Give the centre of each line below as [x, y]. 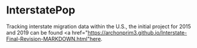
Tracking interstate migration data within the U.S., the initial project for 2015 [99, 26]
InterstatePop [41, 10]
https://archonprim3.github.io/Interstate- [137, 32]
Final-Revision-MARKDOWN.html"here [54, 39]
